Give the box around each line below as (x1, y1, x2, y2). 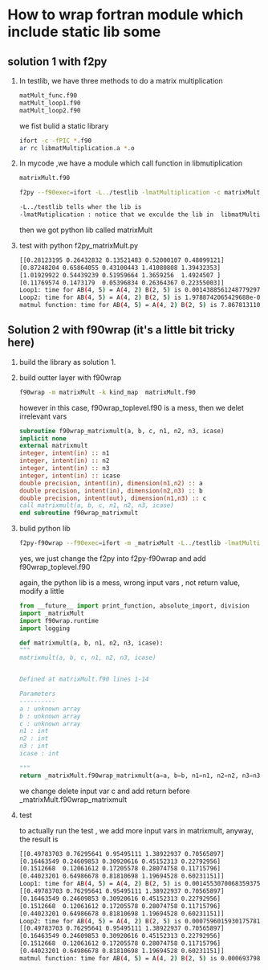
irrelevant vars (18, 411, 67, 421)
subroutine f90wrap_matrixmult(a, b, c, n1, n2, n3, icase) (18, 427, 225, 435)
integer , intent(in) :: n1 (18, 449, 110, 457)
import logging (18, 624, 71, 632)
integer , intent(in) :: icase (18, 472, 121, 480)
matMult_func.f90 (18, 92, 78, 100)
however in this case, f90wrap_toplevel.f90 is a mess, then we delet (18, 403, 244, 412)
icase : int (18, 750, 59, 758)
